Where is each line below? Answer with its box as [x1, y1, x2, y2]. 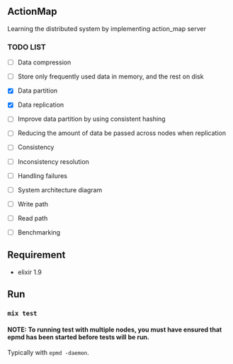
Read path [17, 213, 48, 222]
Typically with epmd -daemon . [7, 348, 90, 357]
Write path [17, 199, 48, 208]
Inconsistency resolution [17, 157, 90, 165]
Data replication [17, 100, 64, 109]
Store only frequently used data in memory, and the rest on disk [17, 72, 204, 81]
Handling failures [17, 171, 67, 180]
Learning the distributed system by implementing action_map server [7, 24, 207, 33]
